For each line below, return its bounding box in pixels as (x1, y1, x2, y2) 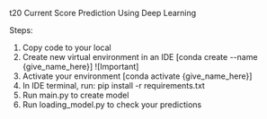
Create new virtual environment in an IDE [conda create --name (22, 52, 258, 62)
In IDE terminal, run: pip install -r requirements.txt (22, 81, 205, 90)
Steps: (9, 25, 33, 35)
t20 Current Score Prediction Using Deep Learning (9, 8, 197, 18)
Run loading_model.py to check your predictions (22, 99, 202, 110)
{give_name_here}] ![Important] (22, 62, 139, 72)
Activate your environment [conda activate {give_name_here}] (22, 71, 253, 81)
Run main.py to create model (22, 89, 129, 100)
